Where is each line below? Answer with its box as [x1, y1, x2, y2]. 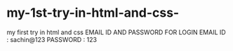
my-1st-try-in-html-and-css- [6, 5, 180, 21]
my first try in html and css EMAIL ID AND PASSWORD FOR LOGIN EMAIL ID [6, 28, 226, 36]
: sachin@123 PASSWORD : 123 [6, 35, 98, 43]
